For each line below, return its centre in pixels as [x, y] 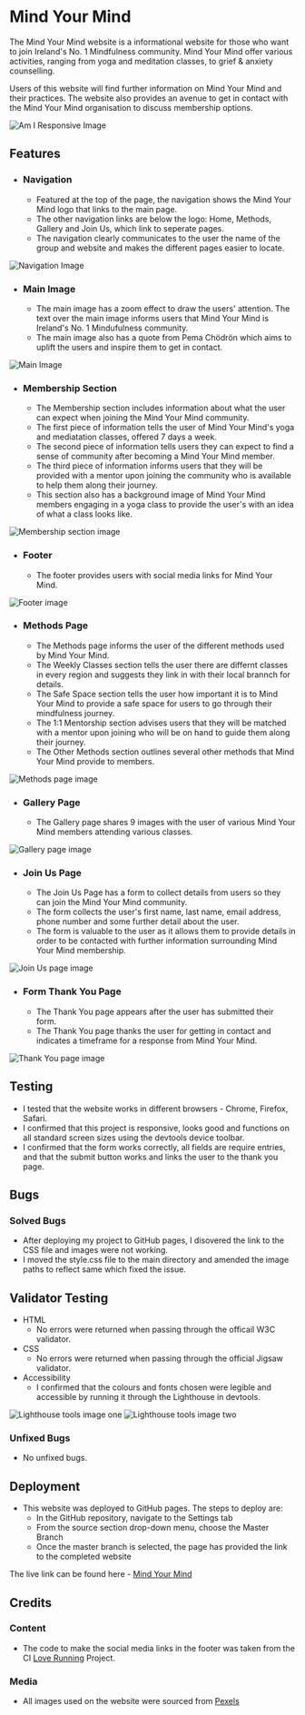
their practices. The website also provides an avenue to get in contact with [149, 98]
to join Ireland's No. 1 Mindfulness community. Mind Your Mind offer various [151, 51]
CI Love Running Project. [69, 1658]
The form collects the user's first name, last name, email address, [158, 912]
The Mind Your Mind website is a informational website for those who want [149, 42]
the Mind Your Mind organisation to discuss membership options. [131, 107]
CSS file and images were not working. [95, 1250]
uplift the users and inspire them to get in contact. [129, 347]
